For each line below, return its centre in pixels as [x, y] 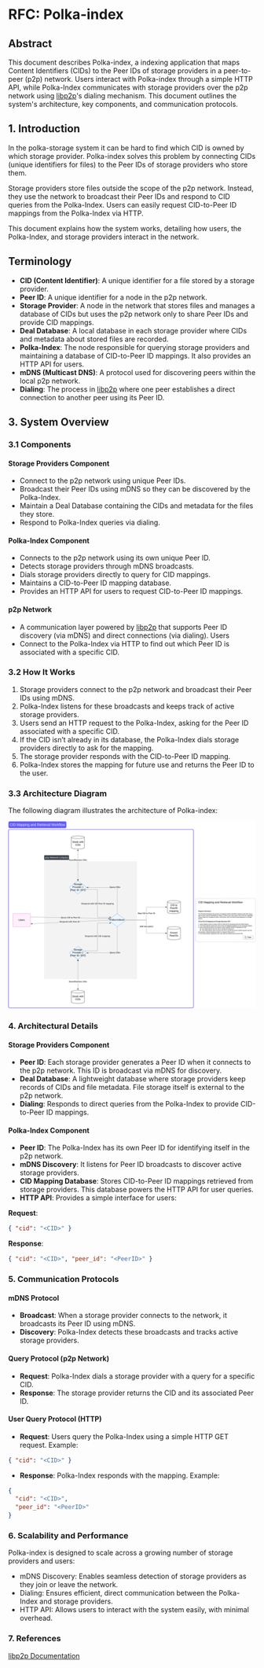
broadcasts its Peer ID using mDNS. [77, 1324]
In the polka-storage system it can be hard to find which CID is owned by [126, 148]
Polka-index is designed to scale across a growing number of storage [121, 1553]
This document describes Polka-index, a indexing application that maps [124, 62]
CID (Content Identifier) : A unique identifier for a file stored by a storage [137, 280]
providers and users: [42, 1561]
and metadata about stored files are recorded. [94, 339]
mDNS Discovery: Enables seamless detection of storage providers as [133, 1576]
